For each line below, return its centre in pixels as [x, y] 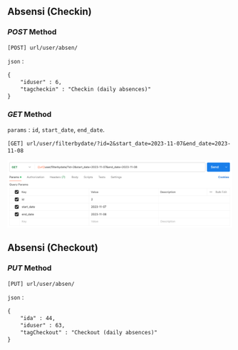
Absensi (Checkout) [53, 248]
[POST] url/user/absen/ [43, 48]
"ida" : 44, [38, 318]
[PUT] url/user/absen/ [41, 284]
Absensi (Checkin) [50, 12]
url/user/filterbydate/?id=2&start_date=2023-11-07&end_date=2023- [129, 143]
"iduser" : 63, [43, 325]
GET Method [30, 114]
